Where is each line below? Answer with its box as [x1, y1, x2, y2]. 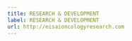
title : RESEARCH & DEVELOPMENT [7, 10, 100, 17]
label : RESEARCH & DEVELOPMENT [7, 17, 100, 24]
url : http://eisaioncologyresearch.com [7, 23, 125, 30]
